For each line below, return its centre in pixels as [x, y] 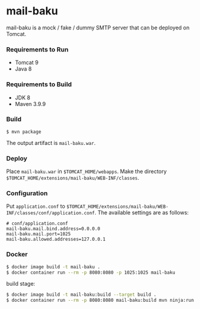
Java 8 [23, 69]
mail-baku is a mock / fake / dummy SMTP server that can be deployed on [98, 28]
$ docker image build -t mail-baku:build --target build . [81, 295]
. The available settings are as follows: [142, 213]
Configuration [27, 193]
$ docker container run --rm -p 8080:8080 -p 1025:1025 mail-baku [91, 272]
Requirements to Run [37, 49]
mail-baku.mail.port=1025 [38, 234]
